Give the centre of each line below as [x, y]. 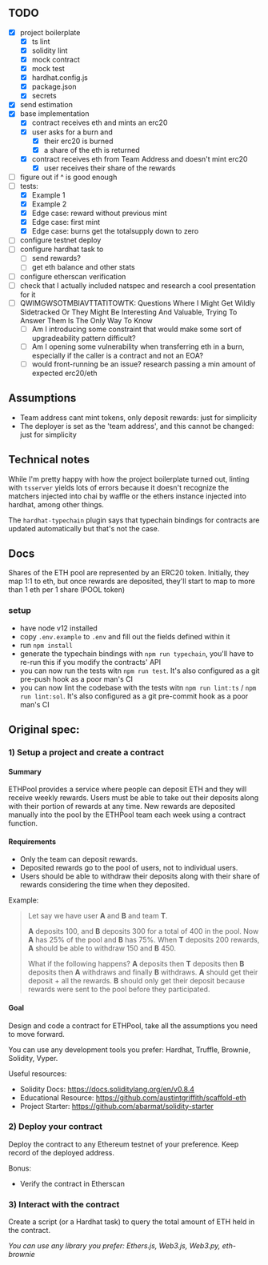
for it [28, 294]
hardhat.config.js [60, 78]
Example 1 [48, 194]
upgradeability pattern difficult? [84, 338]
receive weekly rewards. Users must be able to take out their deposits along [134, 798]
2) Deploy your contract [55, 1127]
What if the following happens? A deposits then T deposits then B [136, 964]
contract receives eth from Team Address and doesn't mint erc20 [140, 158]
